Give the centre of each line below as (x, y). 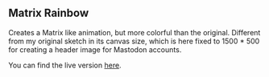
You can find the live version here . (65, 65)
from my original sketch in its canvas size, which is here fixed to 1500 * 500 (134, 41)
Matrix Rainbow (49, 13)
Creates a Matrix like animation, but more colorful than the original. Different (134, 32)
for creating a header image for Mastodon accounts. (95, 49)
